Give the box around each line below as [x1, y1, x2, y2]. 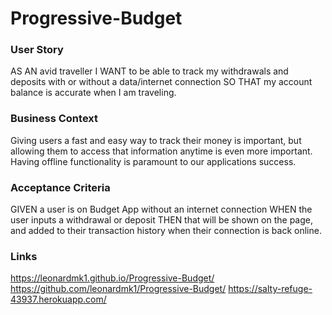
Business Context [10, 112, 99, 126]
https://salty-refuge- [228, 283, 313, 295]
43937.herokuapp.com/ [10, 293, 107, 306]
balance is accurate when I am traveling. [10, 87, 177, 99]
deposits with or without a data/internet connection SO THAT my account [10, 76, 313, 88]
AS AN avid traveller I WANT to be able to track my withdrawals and [10, 65, 289, 77]
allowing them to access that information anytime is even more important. [10, 145, 313, 157]
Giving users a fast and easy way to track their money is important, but [10, 134, 302, 146]
